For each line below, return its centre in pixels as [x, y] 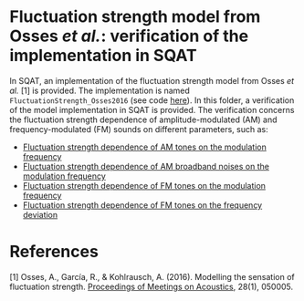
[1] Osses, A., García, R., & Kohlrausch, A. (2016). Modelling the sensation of [152, 276]
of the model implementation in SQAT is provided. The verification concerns [152, 109]
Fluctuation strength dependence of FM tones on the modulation [144, 185]
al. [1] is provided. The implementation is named [100, 90]
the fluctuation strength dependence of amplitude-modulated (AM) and [143, 119]
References [54, 252]
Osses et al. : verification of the [129, 36]
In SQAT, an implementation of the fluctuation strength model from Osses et [152, 80]
